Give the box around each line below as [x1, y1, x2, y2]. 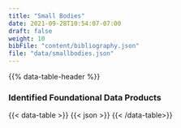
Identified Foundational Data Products [8, 92, 162, 103]
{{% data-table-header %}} [8, 72, 101, 81]
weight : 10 [8, 34, 45, 43]
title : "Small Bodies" [8, 11, 85, 20]
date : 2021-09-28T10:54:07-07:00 [8, 19, 122, 28]
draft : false [8, 27, 53, 35]
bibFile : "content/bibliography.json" [8, 42, 140, 50]
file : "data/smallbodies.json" [8, 49, 114, 58]
